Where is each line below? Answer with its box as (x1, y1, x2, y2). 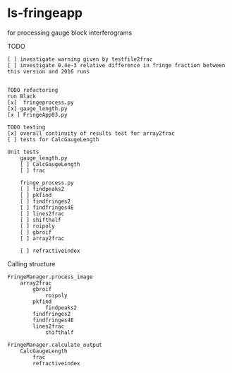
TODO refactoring (7, 86, 59, 93)
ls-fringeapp (7, 5, 83, 21)
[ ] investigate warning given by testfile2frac (7, 55, 153, 63)
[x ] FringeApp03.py (7, 111, 68, 118)
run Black (7, 93, 37, 100)
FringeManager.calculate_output (7, 341, 102, 348)
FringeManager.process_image (7, 273, 93, 280)
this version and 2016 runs (7, 68, 90, 75)
